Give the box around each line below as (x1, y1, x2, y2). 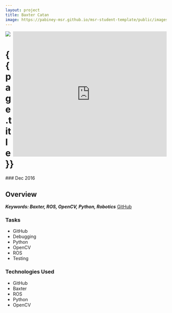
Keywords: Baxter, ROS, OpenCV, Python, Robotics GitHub (5, 204, 132, 210)
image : (5, 17, 19, 22)
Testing (12, 255, 29, 262)
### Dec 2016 (5, 175, 35, 181)
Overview (5, 190, 37, 198)
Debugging (12, 233, 37, 240)
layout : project (5, 7, 40, 13)
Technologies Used (5, 268, 55, 275)
